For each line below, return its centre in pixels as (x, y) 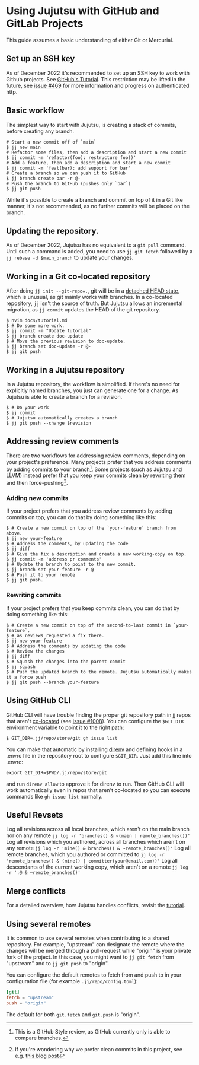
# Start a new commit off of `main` (51, 142)
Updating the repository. (52, 231)
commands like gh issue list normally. (54, 796)
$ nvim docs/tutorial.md (37, 321)
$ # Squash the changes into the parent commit (66, 662)
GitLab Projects (45, 23)
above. (14, 533)
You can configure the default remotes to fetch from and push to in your (94, 975)
